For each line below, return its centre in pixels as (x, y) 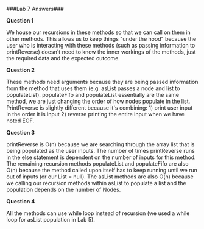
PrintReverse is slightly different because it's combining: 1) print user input (100, 108)
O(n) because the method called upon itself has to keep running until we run (102, 170)
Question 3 (21, 132)
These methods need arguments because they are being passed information (102, 82)
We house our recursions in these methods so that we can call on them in (98, 32)
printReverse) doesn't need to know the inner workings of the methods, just (101, 52)
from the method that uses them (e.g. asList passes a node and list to (93, 88)
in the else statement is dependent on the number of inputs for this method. (101, 157)
